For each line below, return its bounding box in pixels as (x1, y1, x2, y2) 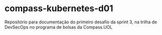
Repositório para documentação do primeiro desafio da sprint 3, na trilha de (4, 19, 157, 25)
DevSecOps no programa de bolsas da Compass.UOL (4, 24, 113, 30)
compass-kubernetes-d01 (4, 3, 113, 14)
